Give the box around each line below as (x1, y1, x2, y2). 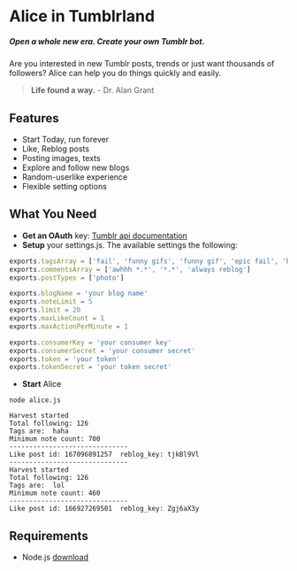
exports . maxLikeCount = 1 (9, 314, 104, 323)
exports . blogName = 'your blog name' (9, 289, 148, 298)
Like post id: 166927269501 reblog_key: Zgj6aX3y (9, 505, 200, 513)
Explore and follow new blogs (21, 162, 130, 173)
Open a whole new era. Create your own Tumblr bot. (9, 35, 205, 46)
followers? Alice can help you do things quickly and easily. (9, 68, 222, 79)
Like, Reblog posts (21, 143, 90, 154)
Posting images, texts (21, 152, 101, 163)
